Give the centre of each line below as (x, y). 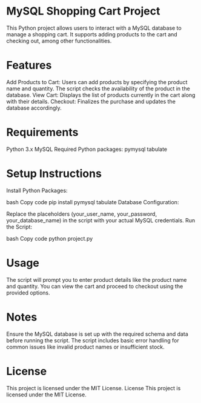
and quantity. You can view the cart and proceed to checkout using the (95, 286)
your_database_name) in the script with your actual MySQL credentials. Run (101, 220)
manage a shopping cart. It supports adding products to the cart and (92, 34)
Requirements (42, 132)
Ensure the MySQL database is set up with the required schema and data (97, 334)
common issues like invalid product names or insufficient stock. (85, 347)
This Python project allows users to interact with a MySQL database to (94, 28)
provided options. (28, 293)
